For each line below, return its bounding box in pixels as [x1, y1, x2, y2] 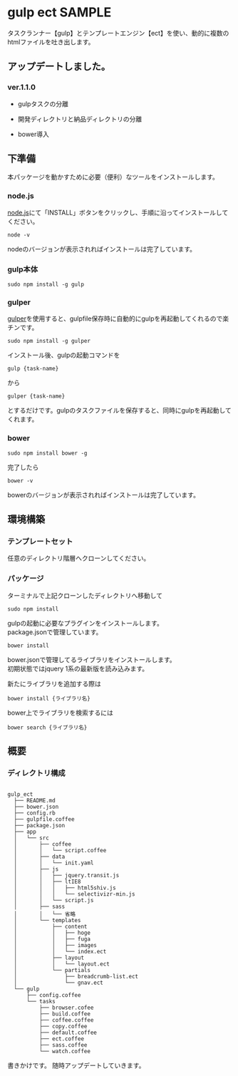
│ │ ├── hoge [14, 929, 91, 937]
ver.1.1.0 [7, 83, 36, 93]
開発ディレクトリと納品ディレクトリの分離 [17, 115, 143, 123]
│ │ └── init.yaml [14, 859, 94, 867]
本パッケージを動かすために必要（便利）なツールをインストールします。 [7, 172, 219, 182]
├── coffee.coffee [38, 1017, 94, 1024]
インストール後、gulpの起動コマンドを [7, 351, 120, 360]
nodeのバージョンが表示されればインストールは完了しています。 [7, 244, 197, 253]
